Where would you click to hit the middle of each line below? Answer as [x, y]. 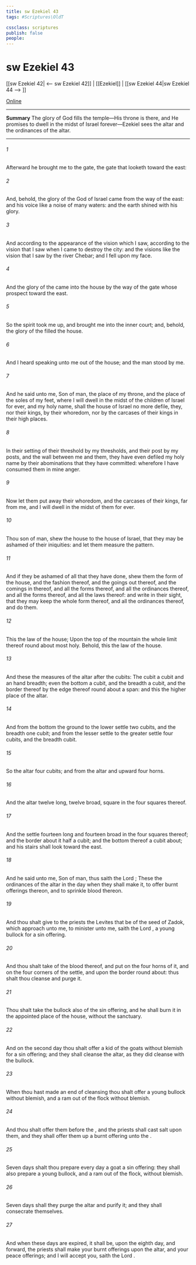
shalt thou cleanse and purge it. [44, 979]
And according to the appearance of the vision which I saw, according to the [98, 243]
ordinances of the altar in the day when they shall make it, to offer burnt [92, 884]
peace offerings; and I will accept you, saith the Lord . [71, 1255]
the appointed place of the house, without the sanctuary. [74, 1016]
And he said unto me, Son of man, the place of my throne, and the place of [96, 394]
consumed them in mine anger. [43, 469]
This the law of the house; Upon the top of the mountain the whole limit [92, 639]
